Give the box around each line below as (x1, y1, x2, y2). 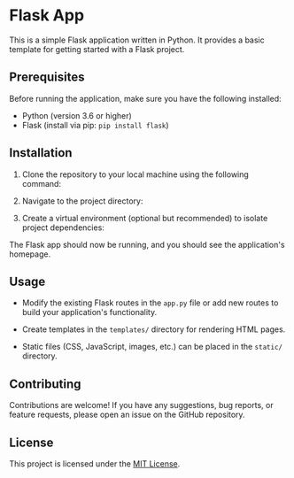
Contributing (9, 376, 81, 391)
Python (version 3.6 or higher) (21, 110, 133, 120)
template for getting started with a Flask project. (9, 43, 185, 54)
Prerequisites (9, 70, 85, 85)
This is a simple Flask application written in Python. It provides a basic (9, 35, 265, 45)
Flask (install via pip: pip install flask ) (21, 119, 170, 130)
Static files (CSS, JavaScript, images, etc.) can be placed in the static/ (21, 342, 283, 352)
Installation (9, 145, 73, 160)
